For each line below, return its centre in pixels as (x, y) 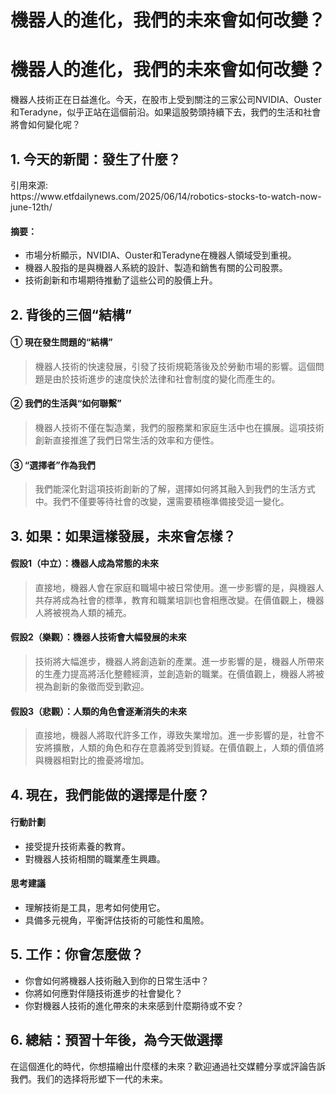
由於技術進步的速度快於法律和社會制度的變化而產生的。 (166, 378)
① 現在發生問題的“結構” (61, 342)
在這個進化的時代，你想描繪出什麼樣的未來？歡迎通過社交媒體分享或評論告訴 (168, 1066)
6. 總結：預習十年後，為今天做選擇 (116, 1040)
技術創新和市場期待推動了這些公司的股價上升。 (121, 280)
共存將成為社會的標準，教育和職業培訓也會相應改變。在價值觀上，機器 (179, 600)
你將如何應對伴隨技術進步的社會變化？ (103, 993)
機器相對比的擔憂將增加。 (96, 760)
